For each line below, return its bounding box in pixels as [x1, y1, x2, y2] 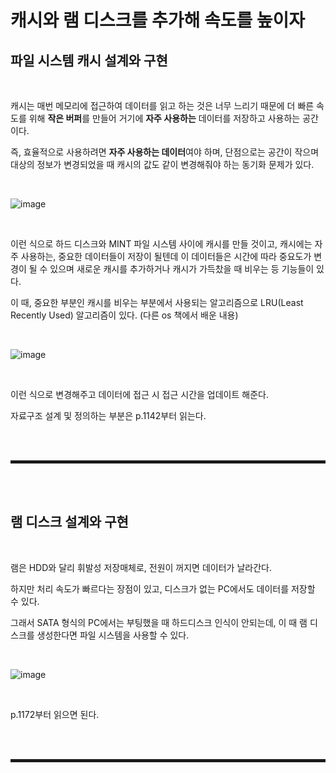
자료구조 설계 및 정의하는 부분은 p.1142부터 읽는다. [10, 410, 207, 421]
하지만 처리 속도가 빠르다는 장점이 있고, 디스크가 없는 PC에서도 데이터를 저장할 [10, 582, 316, 595]
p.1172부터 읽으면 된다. [10, 708, 100, 720]
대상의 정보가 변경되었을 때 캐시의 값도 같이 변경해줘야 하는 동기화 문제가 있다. [10, 159, 315, 170]
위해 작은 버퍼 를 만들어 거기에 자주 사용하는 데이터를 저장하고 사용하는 [28, 112, 301, 124]
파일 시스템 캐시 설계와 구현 [10, 52, 168, 69]
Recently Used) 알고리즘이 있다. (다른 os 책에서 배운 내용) [10, 309, 239, 321]
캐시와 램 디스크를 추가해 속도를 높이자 [10, 9, 306, 32]
